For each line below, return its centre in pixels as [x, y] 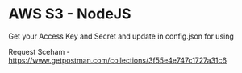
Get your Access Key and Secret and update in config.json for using [121, 36]
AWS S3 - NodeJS [70, 14]
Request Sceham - [39, 51]
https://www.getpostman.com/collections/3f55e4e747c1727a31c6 [118, 60]
